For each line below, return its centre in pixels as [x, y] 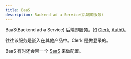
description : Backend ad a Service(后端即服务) [54, 15]
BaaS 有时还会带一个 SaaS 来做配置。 [45, 51]
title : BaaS [18, 10]
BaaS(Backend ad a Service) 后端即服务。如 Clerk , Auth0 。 [67, 29]
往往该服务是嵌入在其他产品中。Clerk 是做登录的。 [58, 40]
